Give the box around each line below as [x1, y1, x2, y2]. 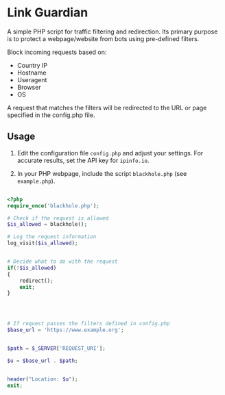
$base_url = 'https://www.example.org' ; [7, 327, 125, 333]
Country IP [16, 61, 48, 69]
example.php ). [16, 177, 56, 185]
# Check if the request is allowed [7, 214, 109, 222]
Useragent [16, 75, 47, 84]
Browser [16, 83, 41, 91]
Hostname [16, 68, 47, 77]
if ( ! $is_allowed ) [7, 264, 57, 271]
